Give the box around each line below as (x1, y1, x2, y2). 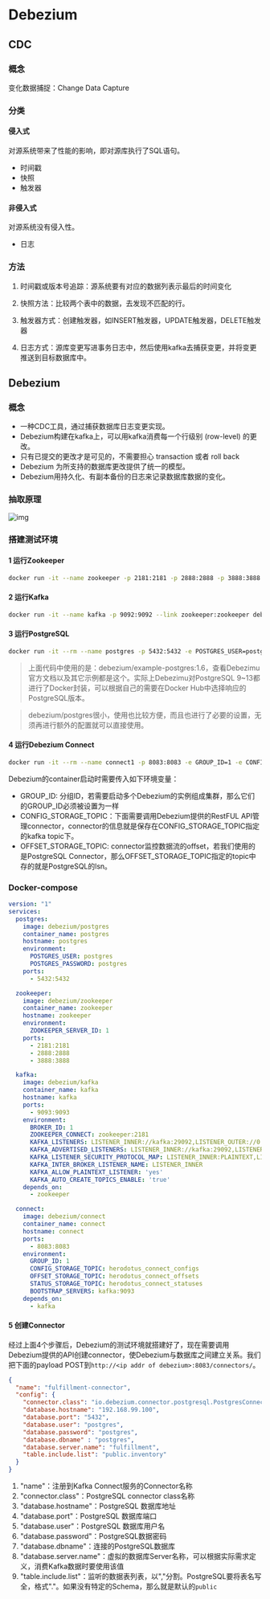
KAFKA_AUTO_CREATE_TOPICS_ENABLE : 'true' (29, 1176, 171, 1184)
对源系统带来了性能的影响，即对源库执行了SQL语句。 (8, 146, 185, 155)
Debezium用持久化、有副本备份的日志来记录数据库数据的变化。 (19, 472, 231, 481)
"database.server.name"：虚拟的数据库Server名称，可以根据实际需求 (19, 1552, 249, 1561)
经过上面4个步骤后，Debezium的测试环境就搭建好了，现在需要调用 (8, 1339, 230, 1349)
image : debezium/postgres (22, 922, 110, 930)
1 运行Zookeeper (8, 556, 65, 565)
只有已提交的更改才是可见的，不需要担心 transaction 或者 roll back (19, 452, 239, 461)
